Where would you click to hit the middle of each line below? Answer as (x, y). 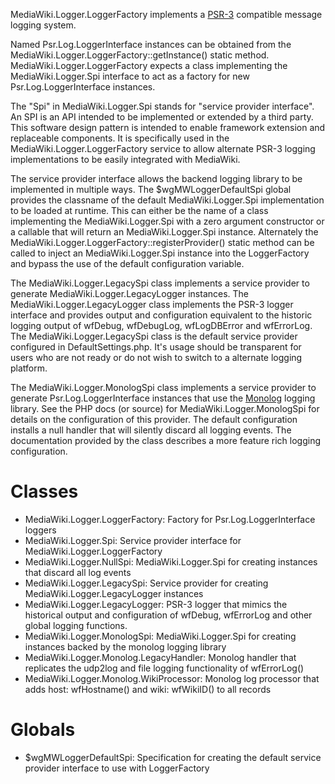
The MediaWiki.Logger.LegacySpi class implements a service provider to (160, 283)
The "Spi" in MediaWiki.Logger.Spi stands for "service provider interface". (162, 106)
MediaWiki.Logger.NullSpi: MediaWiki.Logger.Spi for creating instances (171, 561)
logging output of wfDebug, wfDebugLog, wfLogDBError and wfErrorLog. (161, 325)
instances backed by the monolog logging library (125, 646)
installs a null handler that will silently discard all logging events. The (151, 430)
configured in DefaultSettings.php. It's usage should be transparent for (156, 347)
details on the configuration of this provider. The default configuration (154, 419)
